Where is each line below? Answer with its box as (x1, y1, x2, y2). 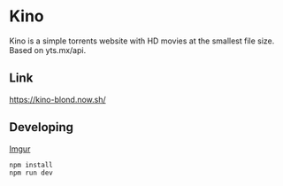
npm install (9, 160, 53, 169)
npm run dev (9, 168, 53, 177)
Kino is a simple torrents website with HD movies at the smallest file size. (9, 35, 275, 46)
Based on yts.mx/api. (9, 44, 87, 55)
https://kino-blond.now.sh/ (9, 94, 106, 105)
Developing (9, 120, 73, 135)
